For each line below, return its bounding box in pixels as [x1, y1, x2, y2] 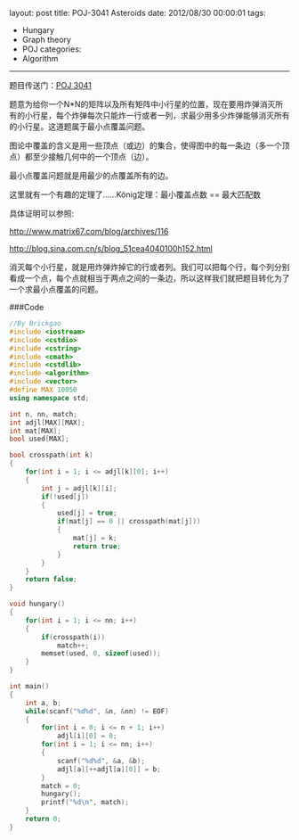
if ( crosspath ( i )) [41, 632, 105, 641]
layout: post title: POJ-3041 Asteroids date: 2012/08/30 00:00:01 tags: [9, 8, 266, 18]
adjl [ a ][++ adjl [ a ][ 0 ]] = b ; [56, 764, 162, 774]
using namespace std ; [9, 393, 90, 402]
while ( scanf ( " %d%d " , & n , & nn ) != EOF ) [25, 706, 169, 716]
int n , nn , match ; [9, 409, 77, 418]
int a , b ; [25, 698, 62, 707]
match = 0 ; [41, 781, 82, 790]
